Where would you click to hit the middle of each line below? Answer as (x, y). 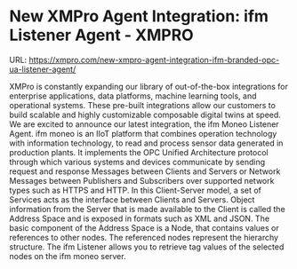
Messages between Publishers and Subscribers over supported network (142, 180)
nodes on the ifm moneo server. (68, 256)
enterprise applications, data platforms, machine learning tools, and (133, 96)
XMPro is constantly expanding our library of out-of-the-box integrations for (149, 86)
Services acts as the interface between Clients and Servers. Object (132, 199)
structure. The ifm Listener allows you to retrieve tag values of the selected (147, 247)
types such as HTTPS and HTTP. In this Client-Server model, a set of (136, 190)
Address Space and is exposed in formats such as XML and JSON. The (139, 218)
